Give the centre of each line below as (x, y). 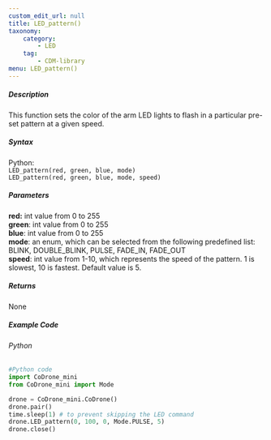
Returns (22, 286)
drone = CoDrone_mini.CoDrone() (63, 399)
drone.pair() (30, 407)
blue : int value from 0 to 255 (56, 233)
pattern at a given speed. (62, 123)
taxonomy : (25, 31)
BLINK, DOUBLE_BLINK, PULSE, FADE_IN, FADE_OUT (97, 250)
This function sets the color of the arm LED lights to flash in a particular (127, 115)
